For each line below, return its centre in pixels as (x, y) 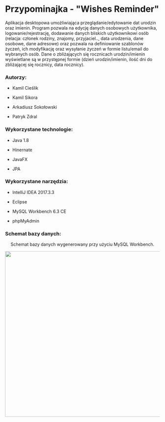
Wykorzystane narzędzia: (37, 182)
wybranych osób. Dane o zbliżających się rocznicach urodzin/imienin (75, 54)
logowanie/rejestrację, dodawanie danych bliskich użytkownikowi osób (77, 33)
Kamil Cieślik (25, 88)
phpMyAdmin (26, 221)
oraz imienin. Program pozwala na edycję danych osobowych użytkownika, (81, 28)
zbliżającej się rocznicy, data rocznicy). (45, 65)
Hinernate (22, 150)
